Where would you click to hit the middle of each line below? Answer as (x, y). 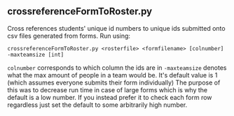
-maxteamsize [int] (36, 55)
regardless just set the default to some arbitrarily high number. (97, 105)
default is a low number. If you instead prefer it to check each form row (110, 97)
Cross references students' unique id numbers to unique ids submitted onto (116, 28)
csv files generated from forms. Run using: (69, 36)
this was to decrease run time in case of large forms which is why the (108, 89)
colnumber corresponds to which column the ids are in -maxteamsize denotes (117, 67)
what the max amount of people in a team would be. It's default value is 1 (112, 75)
